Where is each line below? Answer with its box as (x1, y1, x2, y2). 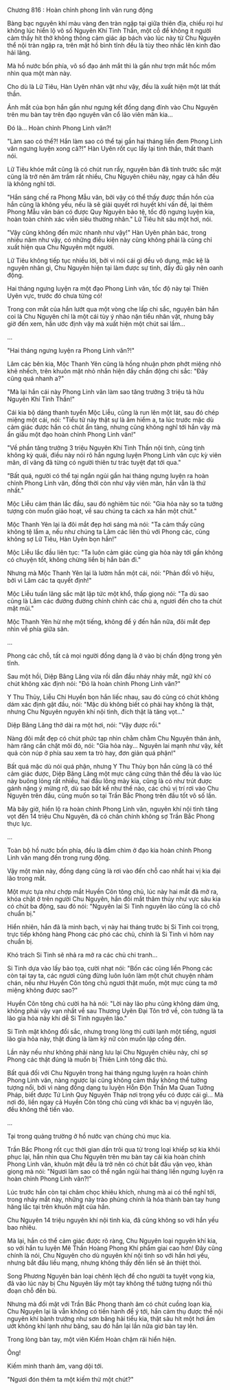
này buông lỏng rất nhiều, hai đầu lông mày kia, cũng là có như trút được (7, 777, 213, 785)
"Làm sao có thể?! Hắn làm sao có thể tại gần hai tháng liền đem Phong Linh (7, 137, 223, 145)
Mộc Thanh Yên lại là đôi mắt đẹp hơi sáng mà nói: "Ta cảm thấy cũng (7, 520, 205, 528)
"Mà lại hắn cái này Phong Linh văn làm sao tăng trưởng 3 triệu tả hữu (7, 388, 205, 395)
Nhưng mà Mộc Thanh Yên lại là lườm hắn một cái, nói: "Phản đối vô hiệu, (7, 569, 215, 577)
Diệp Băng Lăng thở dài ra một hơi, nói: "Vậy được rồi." (7, 721, 161, 729)
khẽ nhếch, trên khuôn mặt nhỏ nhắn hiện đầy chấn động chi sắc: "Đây (7, 367, 208, 375)
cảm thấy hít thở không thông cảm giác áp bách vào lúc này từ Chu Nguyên (7, 34, 221, 42)
